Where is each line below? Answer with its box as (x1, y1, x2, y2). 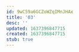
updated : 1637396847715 (6, 25, 66, 32)
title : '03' (6, 14, 36, 20)
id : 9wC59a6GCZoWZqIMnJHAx (6, 8, 74, 15)
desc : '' (6, 20, 28, 26)
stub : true (6, 36, 34, 42)
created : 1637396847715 (6, 31, 66, 37)
